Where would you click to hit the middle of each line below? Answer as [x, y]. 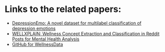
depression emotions [34, 28]
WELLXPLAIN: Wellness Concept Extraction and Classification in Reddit [86, 33]
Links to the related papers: [63, 9]
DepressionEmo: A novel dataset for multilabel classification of [76, 23]
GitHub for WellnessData [37, 44]
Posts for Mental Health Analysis [46, 39]
